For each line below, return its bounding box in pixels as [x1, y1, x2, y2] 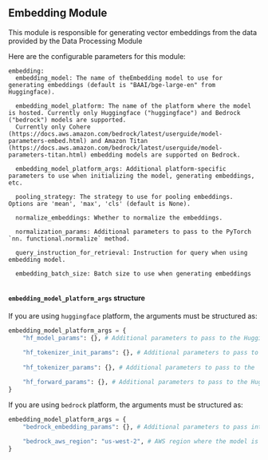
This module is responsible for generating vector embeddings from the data [8, 27, 258, 37]
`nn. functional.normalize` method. [8, 235, 130, 243]
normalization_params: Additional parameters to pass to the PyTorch [15, 228, 251, 236]
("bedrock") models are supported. [8, 116, 127, 124]
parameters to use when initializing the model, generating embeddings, [8, 172, 255, 180]
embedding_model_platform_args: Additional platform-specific [15, 165, 227, 172]
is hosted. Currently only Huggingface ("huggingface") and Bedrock [8, 109, 241, 117]
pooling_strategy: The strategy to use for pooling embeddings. [15, 192, 234, 200]
